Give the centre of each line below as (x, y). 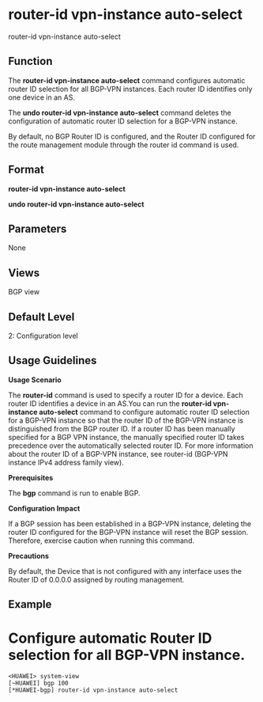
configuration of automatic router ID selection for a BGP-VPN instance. (123, 121)
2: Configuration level (43, 336)
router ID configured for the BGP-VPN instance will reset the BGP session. (128, 532)
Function (30, 61)
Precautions (29, 556)
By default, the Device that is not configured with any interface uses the (125, 571)
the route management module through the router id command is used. (124, 145)
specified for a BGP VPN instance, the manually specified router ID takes (126, 437)
